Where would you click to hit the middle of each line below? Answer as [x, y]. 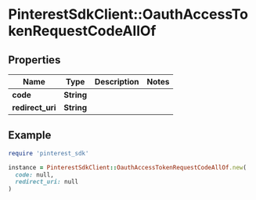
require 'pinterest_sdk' [49, 153]
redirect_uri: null [47, 182]
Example [30, 136]
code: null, [35, 175]
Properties [34, 60]
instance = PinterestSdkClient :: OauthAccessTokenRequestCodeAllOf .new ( [127, 167]
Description [117, 82]
